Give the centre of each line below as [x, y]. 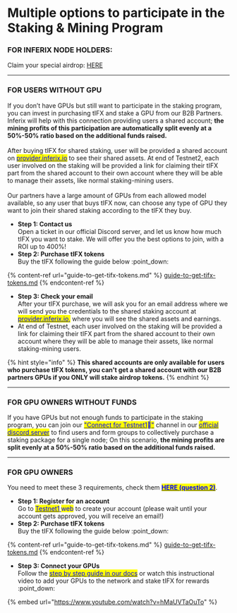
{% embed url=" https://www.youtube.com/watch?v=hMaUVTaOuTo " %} [112, 602]
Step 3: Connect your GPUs [59, 566]
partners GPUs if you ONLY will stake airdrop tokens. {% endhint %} [108, 377]
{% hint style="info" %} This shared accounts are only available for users [116, 362]
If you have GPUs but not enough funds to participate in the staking [105, 418]
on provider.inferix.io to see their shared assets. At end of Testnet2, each [113, 158]
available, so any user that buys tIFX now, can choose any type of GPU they [117, 203]
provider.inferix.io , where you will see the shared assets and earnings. [119, 318]
